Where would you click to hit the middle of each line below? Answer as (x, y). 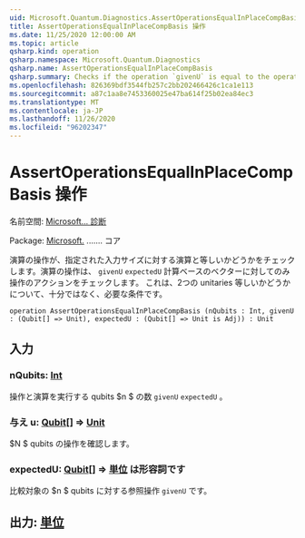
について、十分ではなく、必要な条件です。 (89, 293)
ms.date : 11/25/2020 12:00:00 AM (73, 34)
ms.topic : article (44, 43)
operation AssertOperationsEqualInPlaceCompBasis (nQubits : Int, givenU (152, 311)
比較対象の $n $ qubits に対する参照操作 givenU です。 (111, 491)
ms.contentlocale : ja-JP (56, 111)
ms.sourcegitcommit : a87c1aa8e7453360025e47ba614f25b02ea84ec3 (132, 93)
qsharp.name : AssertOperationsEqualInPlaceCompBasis (111, 69)
